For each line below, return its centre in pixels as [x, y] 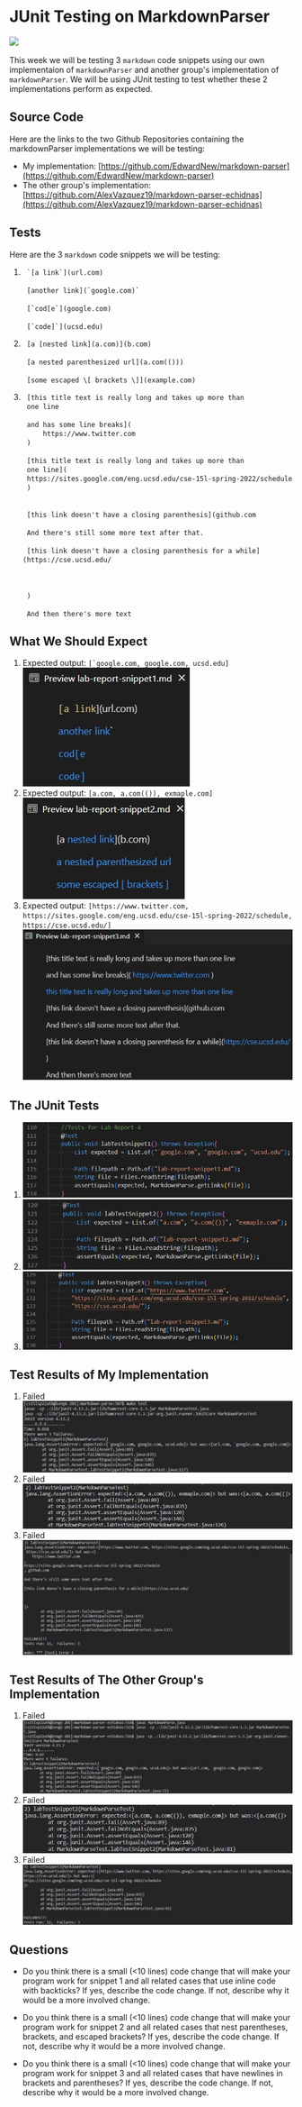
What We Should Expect [79, 641]
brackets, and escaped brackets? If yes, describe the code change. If [151, 2037]
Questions [39, 1950]
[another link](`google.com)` [83, 290]
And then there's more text [79, 614]
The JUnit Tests [54, 1105]
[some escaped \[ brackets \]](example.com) [111, 380]
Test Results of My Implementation [109, 1375]
